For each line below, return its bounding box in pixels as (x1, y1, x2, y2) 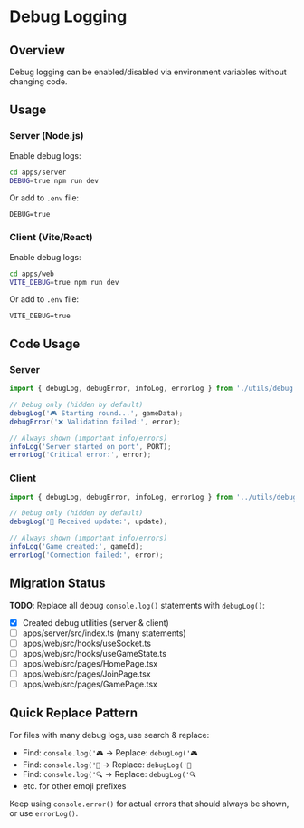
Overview (9, 43, 66, 58)
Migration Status (9, 576, 106, 591)
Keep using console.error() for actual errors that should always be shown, (9, 798, 290, 809)
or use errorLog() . (9, 807, 79, 818)
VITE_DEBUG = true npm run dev (9, 278, 119, 287)
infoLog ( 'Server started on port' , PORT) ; (9, 442, 172, 451)
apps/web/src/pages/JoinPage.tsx (22, 668, 151, 679)
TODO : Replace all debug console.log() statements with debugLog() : (9, 599, 265, 610)
